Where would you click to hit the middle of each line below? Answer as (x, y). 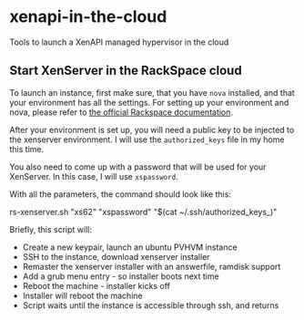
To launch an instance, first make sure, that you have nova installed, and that (152, 92)
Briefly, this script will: (51, 229)
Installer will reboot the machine (82, 295)
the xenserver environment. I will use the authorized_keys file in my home (147, 139)
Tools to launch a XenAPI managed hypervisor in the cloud (119, 42)
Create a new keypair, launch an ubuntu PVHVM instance (130, 247)
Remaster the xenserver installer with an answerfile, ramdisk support (152, 266)
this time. (27, 149)
